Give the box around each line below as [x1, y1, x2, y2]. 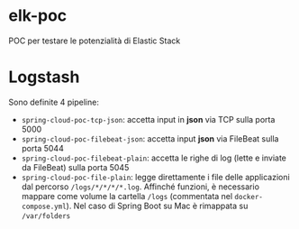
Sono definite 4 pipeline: [8, 96, 100, 107]
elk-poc [8, 5, 68, 26]
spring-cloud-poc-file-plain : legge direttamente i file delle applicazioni [21, 171, 290, 182]
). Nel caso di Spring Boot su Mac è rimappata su [66, 200, 249, 211]
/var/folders [21, 211, 71, 221]
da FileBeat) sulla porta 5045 [21, 161, 130, 172]
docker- [234, 192, 263, 201]
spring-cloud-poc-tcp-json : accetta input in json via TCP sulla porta [21, 114, 276, 124]
